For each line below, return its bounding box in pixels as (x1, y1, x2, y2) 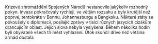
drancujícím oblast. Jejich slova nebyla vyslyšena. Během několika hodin (5, 24, 150, 30)
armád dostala (5, 34, 34, 40)
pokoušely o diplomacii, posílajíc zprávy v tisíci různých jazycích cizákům (5, 19, 152, 25)
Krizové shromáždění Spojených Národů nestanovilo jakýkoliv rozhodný (5, 4, 148, 10)
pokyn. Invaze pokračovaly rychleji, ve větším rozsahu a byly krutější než (5, 9, 151, 15)
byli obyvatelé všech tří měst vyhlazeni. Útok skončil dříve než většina (5, 30, 145, 35)
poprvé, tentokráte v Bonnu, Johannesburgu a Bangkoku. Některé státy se (5, 14, 154, 20)
